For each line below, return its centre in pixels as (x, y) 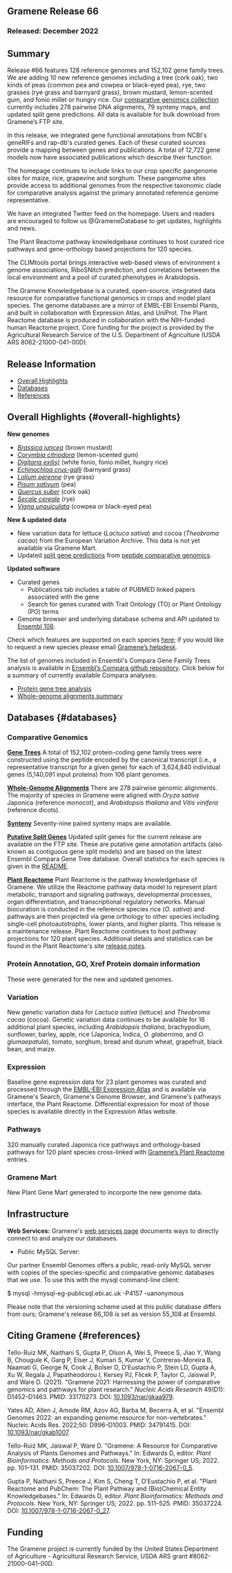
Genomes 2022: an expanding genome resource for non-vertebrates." (107, 1417)
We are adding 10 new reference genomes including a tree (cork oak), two (113, 78)
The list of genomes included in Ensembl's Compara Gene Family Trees (109, 660)
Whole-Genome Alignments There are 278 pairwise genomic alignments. (112, 788)
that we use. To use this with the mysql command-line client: (93, 1280)
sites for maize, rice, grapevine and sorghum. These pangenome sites (107, 178)
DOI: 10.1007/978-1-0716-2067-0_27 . (59, 1511)
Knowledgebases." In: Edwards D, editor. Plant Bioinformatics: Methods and (115, 1495)
